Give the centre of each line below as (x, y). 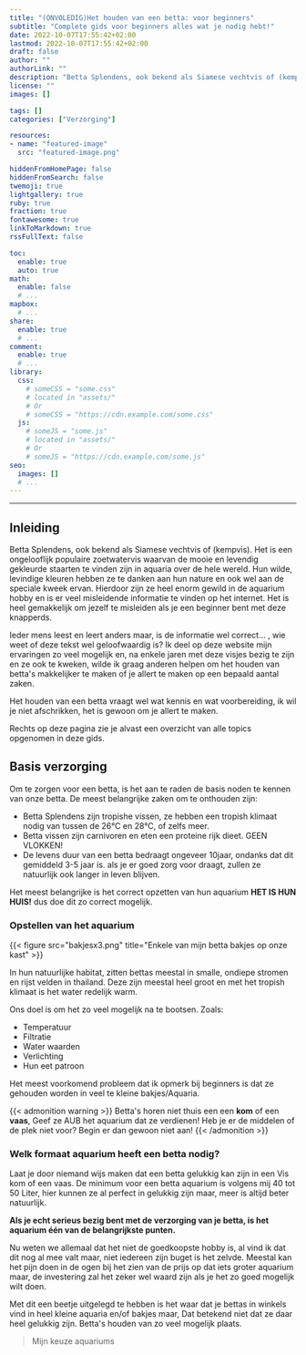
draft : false (34, 52)
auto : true (38, 270)
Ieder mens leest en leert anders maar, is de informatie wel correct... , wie (148, 636)
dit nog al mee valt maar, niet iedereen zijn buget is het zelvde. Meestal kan (151, 1257)
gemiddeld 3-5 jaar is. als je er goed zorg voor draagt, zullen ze (142, 864)
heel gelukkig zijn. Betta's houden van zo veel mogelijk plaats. (126, 1324)
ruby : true (30, 203)
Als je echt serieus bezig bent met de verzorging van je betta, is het (139, 1221)
